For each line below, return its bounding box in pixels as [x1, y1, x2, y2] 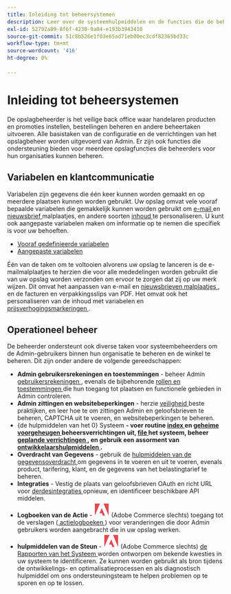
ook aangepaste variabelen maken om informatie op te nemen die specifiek [7, 219, 221, 227]
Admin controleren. [16, 392, 72, 400]
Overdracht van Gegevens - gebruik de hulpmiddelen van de [16, 450, 192, 459]
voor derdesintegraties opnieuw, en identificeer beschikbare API [16, 487, 199, 495]
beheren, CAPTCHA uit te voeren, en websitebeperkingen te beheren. [16, 414, 215, 422]
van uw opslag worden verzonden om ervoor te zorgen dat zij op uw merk [7, 275, 217, 283]
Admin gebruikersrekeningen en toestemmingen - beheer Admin [16, 370, 206, 378]
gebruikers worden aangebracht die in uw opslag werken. [16, 526, 181, 534]
